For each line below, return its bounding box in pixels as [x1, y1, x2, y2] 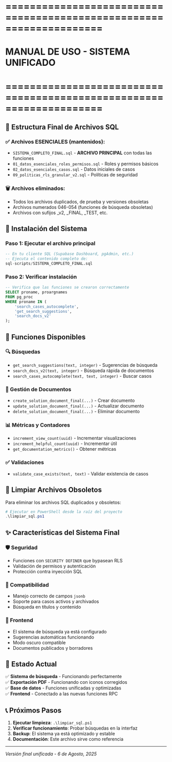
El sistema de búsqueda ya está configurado [12, 628, 107, 634]
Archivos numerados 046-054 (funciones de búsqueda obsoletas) [12, 204, 153, 210]
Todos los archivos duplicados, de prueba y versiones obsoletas [12, 199, 149, 205]
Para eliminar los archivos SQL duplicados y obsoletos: [5, 499, 121, 505]
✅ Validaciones [5, 459, 45, 466]
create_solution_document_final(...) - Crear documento [12, 397, 135, 404]
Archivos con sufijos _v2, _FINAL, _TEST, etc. [12, 209, 108, 216]
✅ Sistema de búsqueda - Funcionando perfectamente [5, 674, 122, 680]
